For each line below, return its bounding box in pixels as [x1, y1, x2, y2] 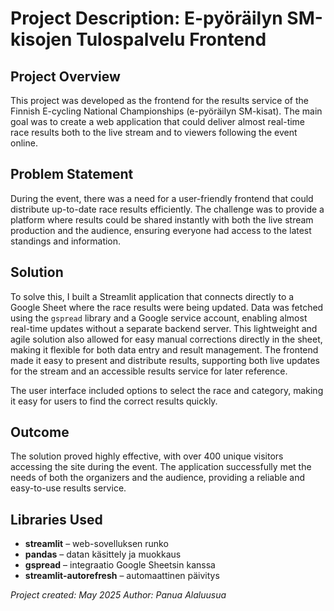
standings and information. [10, 235, 122, 247]
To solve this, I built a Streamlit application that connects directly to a [10, 290, 295, 302]
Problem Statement [10, 166, 134, 183]
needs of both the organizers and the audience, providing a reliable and [10, 472, 305, 484]
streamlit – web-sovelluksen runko [24, 538, 169, 550]
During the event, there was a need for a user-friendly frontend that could [10, 192, 314, 204]
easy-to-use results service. [10, 482, 127, 494]
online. [10, 137, 38, 149]
